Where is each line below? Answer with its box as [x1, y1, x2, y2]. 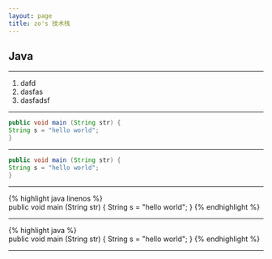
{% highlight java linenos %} [8, 193, 103, 203]
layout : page [8, 11, 53, 20]
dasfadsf [19, 96, 50, 105]
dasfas [19, 87, 43, 97]
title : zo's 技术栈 [8, 19, 70, 28]
